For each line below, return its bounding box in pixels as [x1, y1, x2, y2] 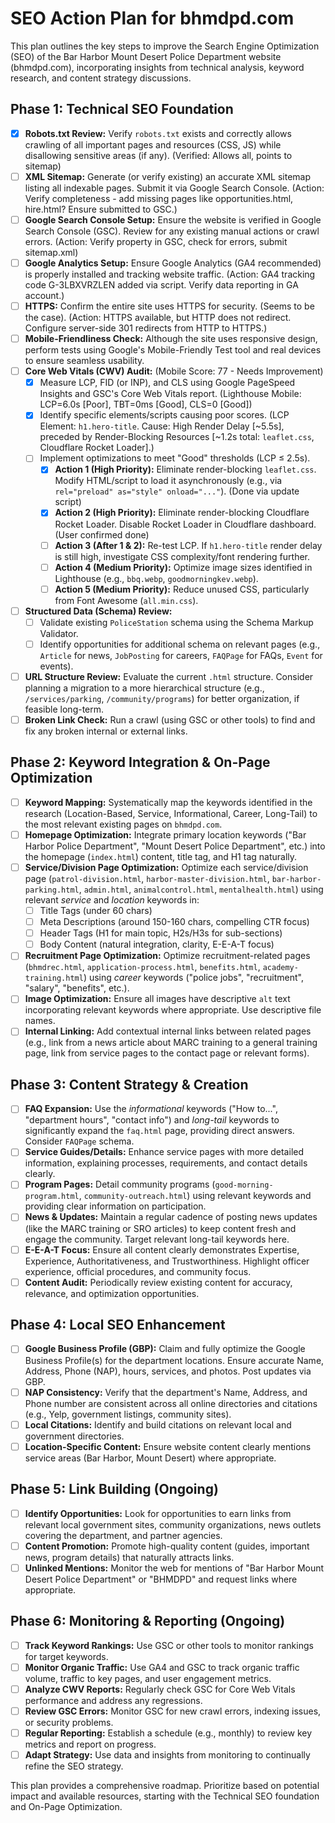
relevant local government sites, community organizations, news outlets [24, 1518, 322, 1531]
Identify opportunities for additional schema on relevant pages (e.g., [39, 638, 321, 650]
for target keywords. [24, 1650, 109, 1662]
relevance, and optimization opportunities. [24, 1287, 200, 1299]
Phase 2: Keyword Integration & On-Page [10, 754, 271, 771]
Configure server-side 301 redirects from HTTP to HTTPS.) [24, 322, 268, 334]
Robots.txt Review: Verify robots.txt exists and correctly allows [24, 127, 292, 139]
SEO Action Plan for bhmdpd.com [10, 7, 295, 30]
